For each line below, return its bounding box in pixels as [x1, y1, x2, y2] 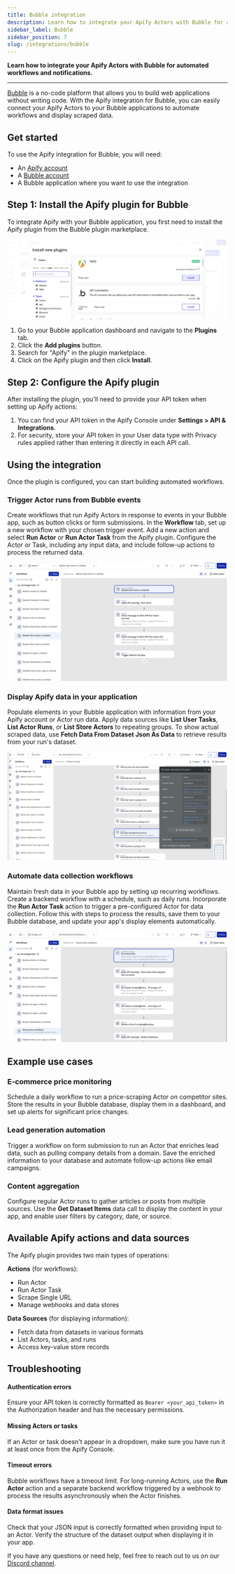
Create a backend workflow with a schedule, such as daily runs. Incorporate [7, 894, 227, 903]
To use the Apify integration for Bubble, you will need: [7, 150, 162, 158]
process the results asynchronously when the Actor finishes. [7, 1491, 183, 1500]
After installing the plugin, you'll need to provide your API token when [7, 395, 207, 404]
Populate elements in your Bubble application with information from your [7, 708, 216, 716]
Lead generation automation [7, 1125, 106, 1135]
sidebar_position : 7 [7, 34, 68, 41]
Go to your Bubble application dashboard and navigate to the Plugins [17, 326, 218, 335]
